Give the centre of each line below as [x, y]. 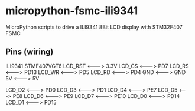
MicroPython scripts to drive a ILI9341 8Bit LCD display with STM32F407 [94, 27]
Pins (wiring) [30, 52]
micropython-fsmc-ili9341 [72, 11]
